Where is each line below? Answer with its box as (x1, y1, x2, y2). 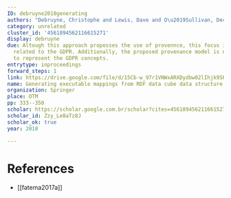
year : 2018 (7, 125, 38, 132)
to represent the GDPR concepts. (13, 55, 109, 62)
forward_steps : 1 (7, 67, 57, 74)
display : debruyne (7, 36, 60, 43)
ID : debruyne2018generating (7, 10, 88, 17)
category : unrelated (7, 23, 67, 30)
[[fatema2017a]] (16, 184, 63, 192)
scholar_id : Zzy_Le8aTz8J (7, 112, 81, 119)
